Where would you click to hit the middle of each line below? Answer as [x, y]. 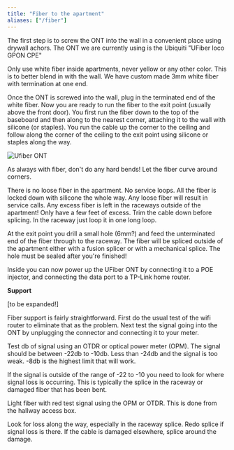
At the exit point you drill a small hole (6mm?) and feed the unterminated [111, 233]
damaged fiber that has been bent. [57, 389]
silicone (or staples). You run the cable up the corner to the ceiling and [109, 127]
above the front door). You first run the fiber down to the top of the [103, 112]
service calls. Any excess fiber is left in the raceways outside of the [104, 205]
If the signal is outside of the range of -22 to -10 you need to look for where [116, 374]
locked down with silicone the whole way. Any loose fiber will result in [108, 198]
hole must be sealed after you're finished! [67, 256]
